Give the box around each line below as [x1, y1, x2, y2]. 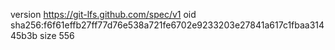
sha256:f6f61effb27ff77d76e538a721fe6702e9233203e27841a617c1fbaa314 [10, 19, 325, 31]
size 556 [39, 30, 75, 41]
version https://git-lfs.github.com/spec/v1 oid [10, 9, 197, 20]
